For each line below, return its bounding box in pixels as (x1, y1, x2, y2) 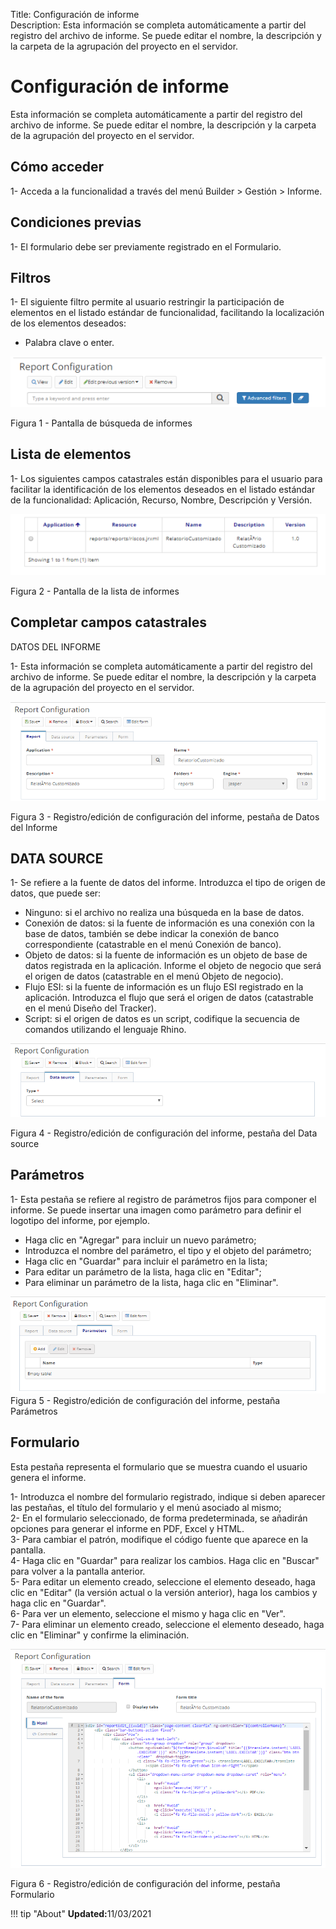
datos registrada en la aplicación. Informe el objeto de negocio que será (24, 960, 322, 972)
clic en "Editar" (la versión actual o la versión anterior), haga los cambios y (10, 1586, 318, 1598)
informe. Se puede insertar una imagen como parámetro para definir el (10, 1204, 302, 1216)
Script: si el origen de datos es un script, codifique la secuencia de (24, 1013, 300, 1025)
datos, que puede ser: (10, 887, 102, 899)
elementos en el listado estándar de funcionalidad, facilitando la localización (10, 307, 325, 319)
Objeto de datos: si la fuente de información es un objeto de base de (24, 949, 308, 961)
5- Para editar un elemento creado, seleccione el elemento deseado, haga (10, 1575, 316, 1588)
